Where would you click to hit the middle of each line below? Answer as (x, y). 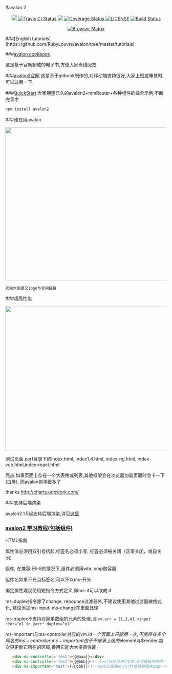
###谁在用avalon (23, 119)
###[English (18, 39)
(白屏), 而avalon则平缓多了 (33, 482)
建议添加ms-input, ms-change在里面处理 (55, 608)
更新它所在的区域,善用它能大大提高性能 (55, 647)
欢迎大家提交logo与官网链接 (31, 288)
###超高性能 (19, 298)
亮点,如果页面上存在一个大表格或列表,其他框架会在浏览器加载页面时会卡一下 (85, 475)
